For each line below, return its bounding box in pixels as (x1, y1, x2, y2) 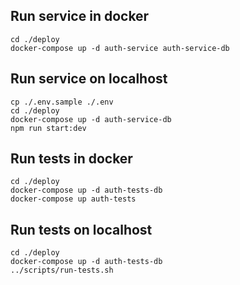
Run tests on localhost (10, 221, 153, 238)
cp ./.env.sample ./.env (10, 97, 114, 107)
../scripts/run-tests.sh (10, 265, 114, 276)
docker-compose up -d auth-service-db (10, 114, 172, 124)
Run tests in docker (10, 150, 133, 168)
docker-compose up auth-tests (10, 194, 137, 204)
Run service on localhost (10, 70, 168, 88)
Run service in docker (10, 8, 150, 25)
